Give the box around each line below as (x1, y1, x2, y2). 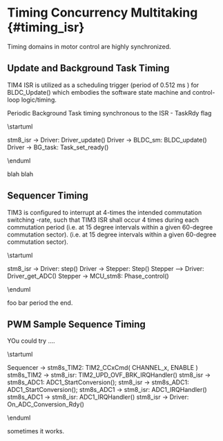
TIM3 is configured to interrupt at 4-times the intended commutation (7, 208, 202, 216)
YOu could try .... (7, 337, 55, 345)
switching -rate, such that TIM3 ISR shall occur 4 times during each (7, 216, 199, 224)
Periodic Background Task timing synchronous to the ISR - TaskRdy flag (7, 109, 212, 117)
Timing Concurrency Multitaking (7, 5, 198, 21)
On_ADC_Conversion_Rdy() (7, 400, 85, 409)
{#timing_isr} (7, 19, 85, 35)
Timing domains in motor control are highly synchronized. (7, 42, 171, 50)
